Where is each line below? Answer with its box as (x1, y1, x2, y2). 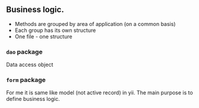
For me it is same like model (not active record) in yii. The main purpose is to (6, 89, 193, 96)
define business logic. (6, 96, 61, 103)
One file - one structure (14, 32, 72, 40)
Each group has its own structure (14, 27, 96, 34)
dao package (6, 47, 43, 55)
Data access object (6, 61, 53, 68)
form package (6, 76, 46, 84)
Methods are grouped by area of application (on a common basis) (14, 20, 176, 27)
